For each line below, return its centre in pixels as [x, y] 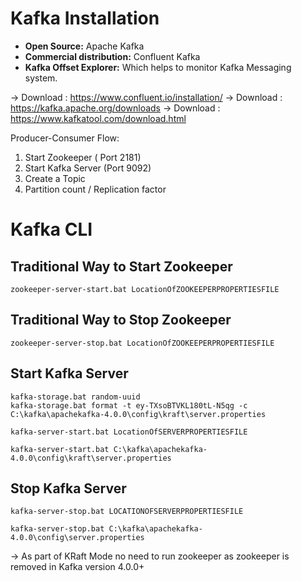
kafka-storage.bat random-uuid [75, 397]
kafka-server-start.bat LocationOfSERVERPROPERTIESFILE [129, 432]
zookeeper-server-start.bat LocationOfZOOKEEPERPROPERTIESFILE [145, 289]
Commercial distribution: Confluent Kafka [112, 56]
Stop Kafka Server [68, 488]
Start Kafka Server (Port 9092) [88, 168]
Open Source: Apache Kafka [84, 46]
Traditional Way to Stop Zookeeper [121, 320]
